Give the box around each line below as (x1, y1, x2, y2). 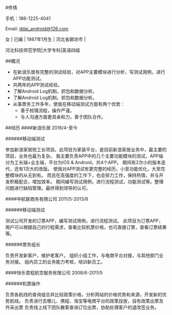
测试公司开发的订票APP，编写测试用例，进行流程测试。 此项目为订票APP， (5, 218, 164, 224)
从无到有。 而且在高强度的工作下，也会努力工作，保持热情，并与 (23, 172, 159, 178)
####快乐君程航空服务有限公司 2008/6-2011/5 (5, 270, 103, 275)
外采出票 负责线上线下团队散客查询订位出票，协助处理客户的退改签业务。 (5, 304, 159, 310)
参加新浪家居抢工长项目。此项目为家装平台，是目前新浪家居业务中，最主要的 (5, 147, 167, 152)
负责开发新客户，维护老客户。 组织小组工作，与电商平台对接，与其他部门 (5, 252, 159, 258)
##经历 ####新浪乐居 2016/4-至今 (5, 125, 78, 131)
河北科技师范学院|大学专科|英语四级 (5, 47, 80, 53)
